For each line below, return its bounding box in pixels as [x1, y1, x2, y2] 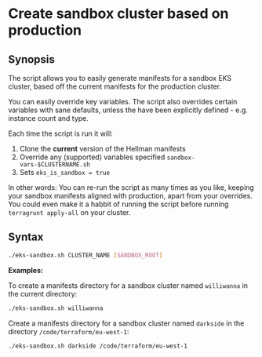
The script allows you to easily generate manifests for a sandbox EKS [8, 74, 232, 82]
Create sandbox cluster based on [8, 5, 229, 23]
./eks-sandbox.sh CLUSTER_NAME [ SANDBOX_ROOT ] [8, 251, 163, 259]
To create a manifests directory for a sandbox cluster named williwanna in [8, 280, 249, 290]
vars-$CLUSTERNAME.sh [19, 161, 90, 169]
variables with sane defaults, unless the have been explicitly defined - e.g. [8, 105, 249, 115]
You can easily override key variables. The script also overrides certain [8, 97, 238, 106]
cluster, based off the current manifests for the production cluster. [8, 82, 222, 91]
